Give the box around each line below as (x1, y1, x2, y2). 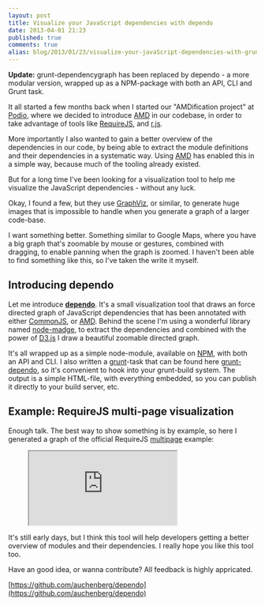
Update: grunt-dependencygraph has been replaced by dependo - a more (8, 70, 250, 79)
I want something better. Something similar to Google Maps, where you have (8, 231, 256, 239)
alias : (8, 48, 30, 56)
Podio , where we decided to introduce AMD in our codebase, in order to (8, 111, 242, 119)
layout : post (8, 11, 51, 20)
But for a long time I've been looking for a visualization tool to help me (8, 175, 235, 184)
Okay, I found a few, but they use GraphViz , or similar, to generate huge (8, 198, 240, 208)
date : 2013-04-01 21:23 (8, 26, 87, 34)
